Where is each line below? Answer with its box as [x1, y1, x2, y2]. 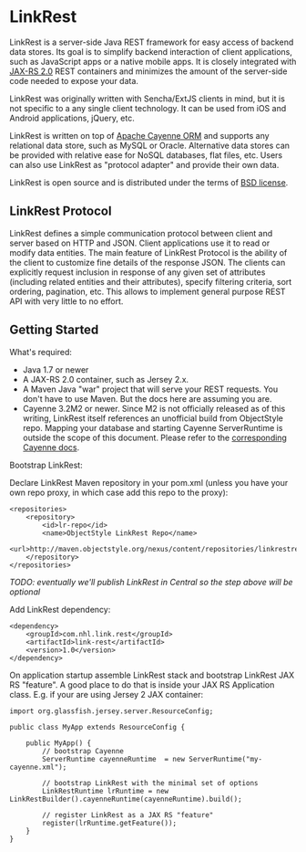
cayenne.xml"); [9, 763, 67, 772]
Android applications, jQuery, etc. [9, 112, 135, 123]
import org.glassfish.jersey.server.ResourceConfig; [9, 706, 214, 716]
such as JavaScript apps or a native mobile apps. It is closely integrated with [9, 56, 297, 67]
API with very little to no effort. [9, 295, 124, 307]
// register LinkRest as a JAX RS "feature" [42, 810, 214, 819]
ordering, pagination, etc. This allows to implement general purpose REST [9, 286, 286, 297]
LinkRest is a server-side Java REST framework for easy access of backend [9, 37, 294, 47]
